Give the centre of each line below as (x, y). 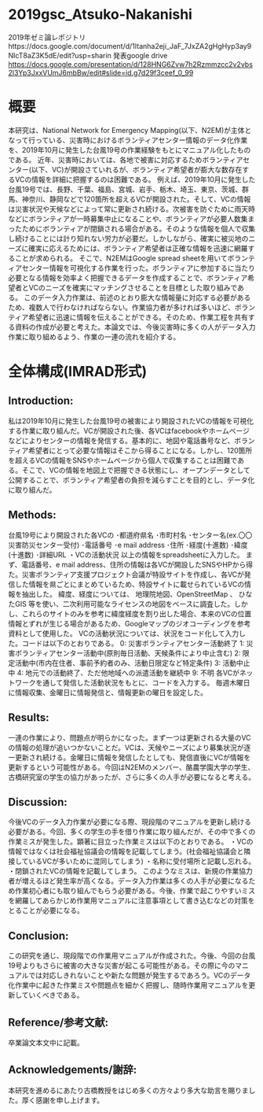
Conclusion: (38, 935)
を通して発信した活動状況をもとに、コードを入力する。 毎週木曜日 (142, 682)
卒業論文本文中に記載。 (46, 1042)
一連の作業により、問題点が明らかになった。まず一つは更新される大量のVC (130, 737)
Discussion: (38, 802)
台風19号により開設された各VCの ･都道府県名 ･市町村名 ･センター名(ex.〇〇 (130, 535)
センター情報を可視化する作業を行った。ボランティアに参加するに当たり (138, 268)
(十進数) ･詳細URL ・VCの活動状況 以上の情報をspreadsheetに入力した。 (126, 554)
